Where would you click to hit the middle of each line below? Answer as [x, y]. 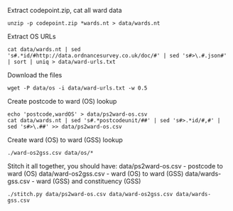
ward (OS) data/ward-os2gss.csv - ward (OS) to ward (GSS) [96, 174]
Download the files [35, 75]
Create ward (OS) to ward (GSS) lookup [65, 140]
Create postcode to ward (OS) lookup [62, 101]
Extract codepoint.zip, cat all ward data [65, 10]
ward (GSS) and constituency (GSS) [88, 181]
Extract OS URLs [32, 36]
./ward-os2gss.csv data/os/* [50, 153]
